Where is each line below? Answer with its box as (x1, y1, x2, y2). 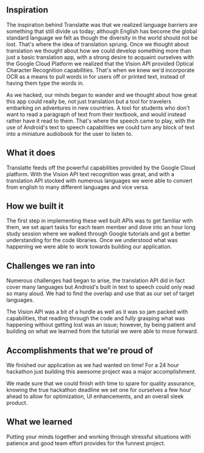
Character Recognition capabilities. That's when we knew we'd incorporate (6, 66, 195, 74)
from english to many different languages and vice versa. (6, 183, 150, 191)
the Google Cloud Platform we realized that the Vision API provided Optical (6, 60, 194, 67)
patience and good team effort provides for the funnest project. (6, 439, 166, 447)
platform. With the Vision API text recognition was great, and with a (6, 170, 175, 177)
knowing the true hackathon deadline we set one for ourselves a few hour (6, 387, 192, 394)
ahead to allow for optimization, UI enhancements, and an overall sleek (6, 393, 184, 400)
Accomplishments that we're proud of (6, 345, 153, 355)
